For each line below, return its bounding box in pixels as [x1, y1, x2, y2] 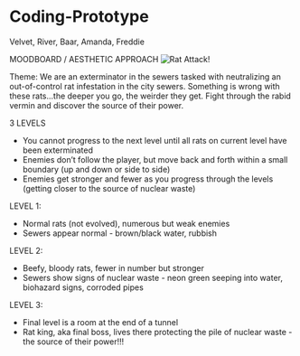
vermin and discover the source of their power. [9, 99, 183, 110]
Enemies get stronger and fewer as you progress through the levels [22, 173, 274, 184]
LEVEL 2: [9, 245, 43, 256]
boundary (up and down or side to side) [22, 164, 171, 174]
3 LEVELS [9, 117, 46, 128]
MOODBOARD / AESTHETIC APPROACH [9, 53, 159, 64]
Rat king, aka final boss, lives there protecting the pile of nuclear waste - [22, 326, 293, 337]
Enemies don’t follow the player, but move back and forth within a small [22, 154, 288, 164]
